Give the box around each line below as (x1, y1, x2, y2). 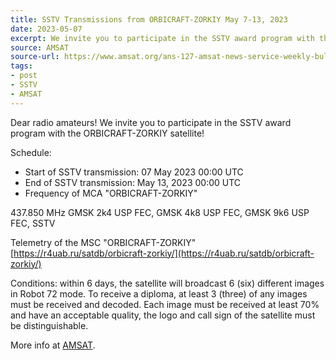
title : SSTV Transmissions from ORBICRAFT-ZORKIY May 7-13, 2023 (10, 14, 288, 25)
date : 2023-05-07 (10, 24, 83, 34)
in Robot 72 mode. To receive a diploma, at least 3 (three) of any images (10, 287, 308, 300)
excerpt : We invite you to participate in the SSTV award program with (10, 33, 315, 43)
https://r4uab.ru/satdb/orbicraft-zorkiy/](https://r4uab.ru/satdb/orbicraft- (13, 247, 315, 259)
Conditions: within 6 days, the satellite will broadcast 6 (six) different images (10, 277, 325, 289)
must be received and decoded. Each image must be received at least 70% (10, 298, 320, 310)
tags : (10, 61, 33, 71)
